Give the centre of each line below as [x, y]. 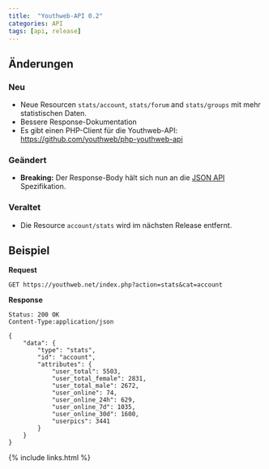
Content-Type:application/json [61, 322]
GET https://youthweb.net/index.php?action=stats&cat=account [115, 285]
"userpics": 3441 [81, 422]
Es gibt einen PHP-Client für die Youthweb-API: [99, 131]
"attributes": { [65, 365]
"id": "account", [66, 358]
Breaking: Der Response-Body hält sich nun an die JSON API [122, 178]
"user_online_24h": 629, [94, 400]
